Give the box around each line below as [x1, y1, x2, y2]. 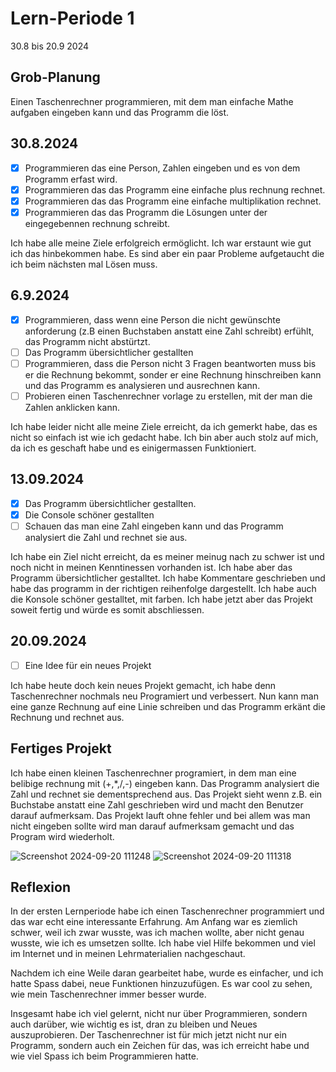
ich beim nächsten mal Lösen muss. [10, 258, 158, 270]
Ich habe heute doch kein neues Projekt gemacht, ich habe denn [10, 679, 277, 691]
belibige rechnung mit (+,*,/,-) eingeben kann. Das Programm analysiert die [10, 777, 320, 789]
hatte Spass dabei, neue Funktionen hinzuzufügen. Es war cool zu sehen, [10, 978, 313, 990]
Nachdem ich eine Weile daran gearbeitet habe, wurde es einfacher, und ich [10, 967, 324, 979]
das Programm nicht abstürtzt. [24, 335, 151, 347]
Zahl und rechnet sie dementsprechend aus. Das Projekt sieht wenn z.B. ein [10, 788, 323, 800]
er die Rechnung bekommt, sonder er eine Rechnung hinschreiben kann [24, 368, 322, 381]
